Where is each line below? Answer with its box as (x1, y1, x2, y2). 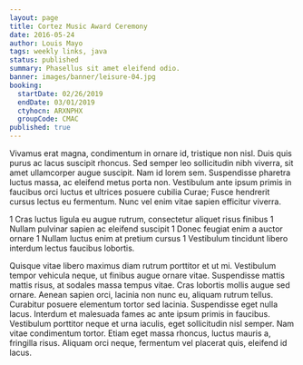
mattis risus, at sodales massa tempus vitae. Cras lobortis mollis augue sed (9, 280, 290, 291)
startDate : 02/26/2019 (17, 89, 103, 98)
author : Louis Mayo (9, 38, 83, 48)
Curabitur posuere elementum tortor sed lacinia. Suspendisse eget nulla (9, 299, 279, 310)
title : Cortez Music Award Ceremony (9, 22, 148, 31)
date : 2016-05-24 (9, 30, 75, 39)
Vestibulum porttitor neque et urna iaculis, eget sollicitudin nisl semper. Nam (9, 319, 295, 329)
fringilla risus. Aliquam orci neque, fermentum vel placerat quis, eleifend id (9, 338, 288, 348)
